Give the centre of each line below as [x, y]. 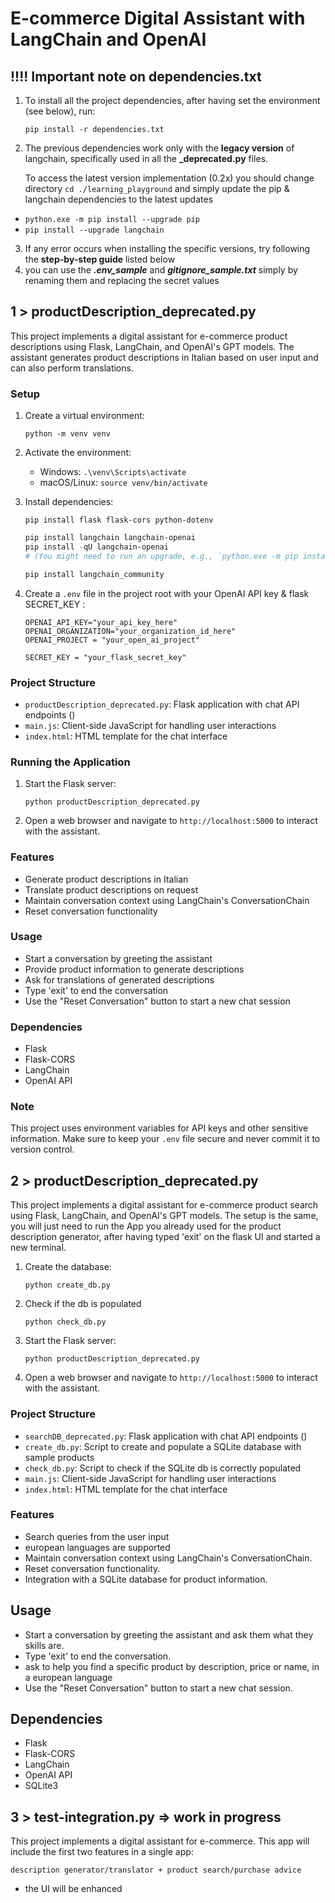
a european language [68, 1677]
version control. [42, 1149]
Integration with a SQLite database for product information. [146, 1579]
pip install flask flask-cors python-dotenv [119, 520]
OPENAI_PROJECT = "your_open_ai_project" [112, 640]
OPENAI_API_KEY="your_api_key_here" [101, 622]
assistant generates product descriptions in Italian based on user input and [164, 357]
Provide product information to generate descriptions [134, 969]
